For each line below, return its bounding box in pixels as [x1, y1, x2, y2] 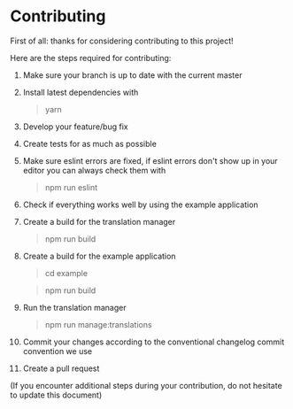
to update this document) [10, 390, 103, 400]
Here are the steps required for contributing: [10, 52, 172, 63]
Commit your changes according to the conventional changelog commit [22, 336, 285, 347]
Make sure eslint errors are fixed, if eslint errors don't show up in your [22, 155, 278, 166]
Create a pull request [22, 363, 100, 374]
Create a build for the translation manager [22, 216, 176, 227]
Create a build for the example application [22, 251, 176, 261]
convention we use [22, 345, 92, 356]
